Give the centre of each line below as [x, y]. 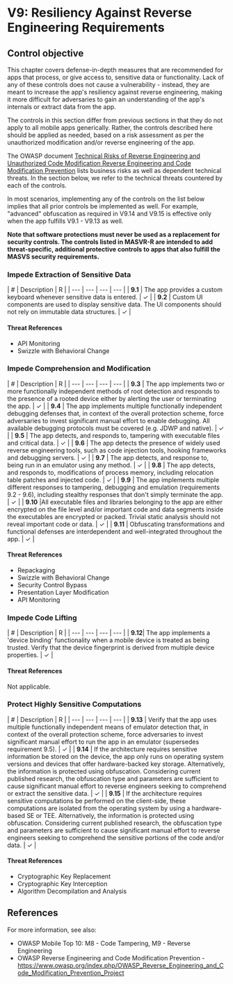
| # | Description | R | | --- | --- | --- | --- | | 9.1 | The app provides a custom [115, 290]
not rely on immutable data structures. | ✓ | [69, 312]
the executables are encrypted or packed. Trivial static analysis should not [114, 516]
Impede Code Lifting [42, 618]
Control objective [46, 53]
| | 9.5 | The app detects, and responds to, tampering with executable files [114, 435]
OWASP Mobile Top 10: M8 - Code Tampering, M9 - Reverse [104, 943]
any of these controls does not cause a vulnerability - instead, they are [109, 84]
